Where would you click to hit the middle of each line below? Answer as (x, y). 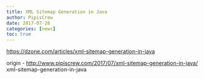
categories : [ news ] (31, 29)
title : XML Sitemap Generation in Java (57, 12)
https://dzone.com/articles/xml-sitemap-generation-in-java (81, 51)
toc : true (19, 34)
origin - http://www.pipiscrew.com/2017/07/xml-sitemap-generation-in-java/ (102, 63)
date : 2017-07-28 (28, 23)
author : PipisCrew (30, 17)
